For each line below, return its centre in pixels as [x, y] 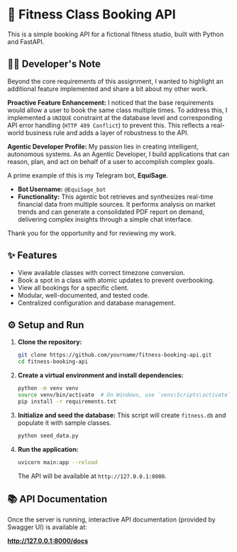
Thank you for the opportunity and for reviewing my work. [92, 233]
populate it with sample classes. [65, 423]
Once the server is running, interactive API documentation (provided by [111, 520]
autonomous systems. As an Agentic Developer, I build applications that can [118, 154]
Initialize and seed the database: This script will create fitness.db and [122, 415]
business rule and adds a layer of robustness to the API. [107, 132]
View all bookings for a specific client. [73, 288]
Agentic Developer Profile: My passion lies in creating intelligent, [103, 146]
